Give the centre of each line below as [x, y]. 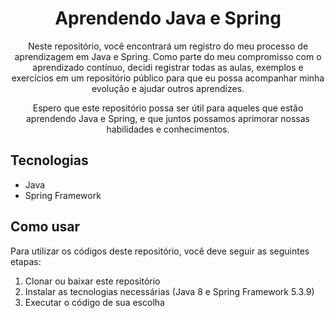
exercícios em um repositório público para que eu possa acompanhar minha [168, 78]
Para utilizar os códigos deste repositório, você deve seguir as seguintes [160, 251]
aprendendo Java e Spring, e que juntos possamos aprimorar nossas [167, 118]
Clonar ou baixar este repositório [92, 281]
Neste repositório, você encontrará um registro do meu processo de [168, 46]
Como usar [45, 227]
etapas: [26, 261]
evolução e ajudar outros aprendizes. [168, 88]
